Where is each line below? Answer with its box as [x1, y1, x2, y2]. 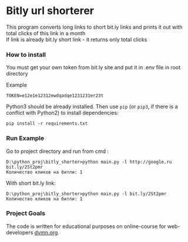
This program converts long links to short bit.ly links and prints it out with [6, 23, 183, 30]
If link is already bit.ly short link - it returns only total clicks [6, 36, 147, 43]
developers [6, 229, 33, 236]
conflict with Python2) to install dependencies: [6, 110, 119, 117]
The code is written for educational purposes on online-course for [6, 223, 166, 230]
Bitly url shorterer [6, 4, 94, 18]
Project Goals [6, 209, 46, 217]
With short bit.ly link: [6, 179, 56, 186]
